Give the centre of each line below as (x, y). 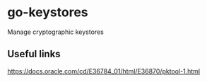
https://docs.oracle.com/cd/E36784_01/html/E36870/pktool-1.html (103, 71)
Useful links (34, 54)
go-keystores (48, 12)
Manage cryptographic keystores (55, 32)
